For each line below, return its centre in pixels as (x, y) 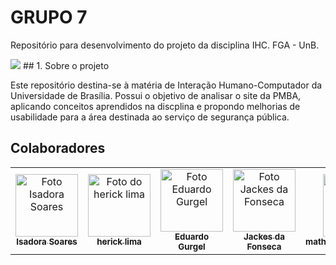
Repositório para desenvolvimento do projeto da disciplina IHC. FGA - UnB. (165, 45)
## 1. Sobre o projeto (66, 65)
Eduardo (192, 236)
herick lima (119, 241)
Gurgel (192, 246)
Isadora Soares (47, 241)
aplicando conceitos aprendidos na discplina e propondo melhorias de (155, 106)
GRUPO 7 (49, 17)
